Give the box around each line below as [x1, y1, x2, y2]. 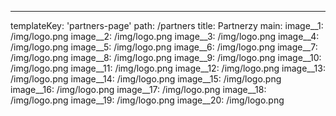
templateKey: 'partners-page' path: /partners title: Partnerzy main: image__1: [10, 20, 324, 31]
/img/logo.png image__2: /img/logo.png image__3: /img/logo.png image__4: [10, 31, 320, 42]
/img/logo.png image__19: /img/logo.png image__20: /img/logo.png [10, 94, 285, 106]
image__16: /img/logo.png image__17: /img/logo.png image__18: [10, 84, 267, 95]
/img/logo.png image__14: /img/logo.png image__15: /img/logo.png [10, 73, 282, 85]
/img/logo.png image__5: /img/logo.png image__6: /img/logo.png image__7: [10, 41, 318, 53]
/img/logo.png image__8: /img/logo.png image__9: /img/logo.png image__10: [10, 52, 322, 63]
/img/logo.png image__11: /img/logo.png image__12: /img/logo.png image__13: [10, 62, 326, 74]
